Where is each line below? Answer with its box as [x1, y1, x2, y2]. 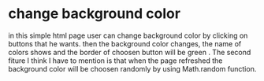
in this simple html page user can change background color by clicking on [8, 31, 248, 40]
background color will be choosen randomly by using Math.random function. [8, 64, 257, 73]
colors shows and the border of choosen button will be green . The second [8, 47, 251, 57]
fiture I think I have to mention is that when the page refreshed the [8, 56, 223, 65]
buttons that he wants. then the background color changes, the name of [8, 39, 242, 48]
